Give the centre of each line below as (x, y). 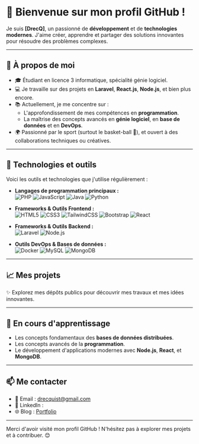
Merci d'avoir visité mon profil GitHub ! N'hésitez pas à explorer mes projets (99, 429)
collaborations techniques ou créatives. (63, 140)
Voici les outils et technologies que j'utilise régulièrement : (77, 179)
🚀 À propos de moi (41, 66)
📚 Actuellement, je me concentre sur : (62, 104)
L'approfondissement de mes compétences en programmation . (101, 113)
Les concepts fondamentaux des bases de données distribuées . (94, 338)
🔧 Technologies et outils (51, 165)
